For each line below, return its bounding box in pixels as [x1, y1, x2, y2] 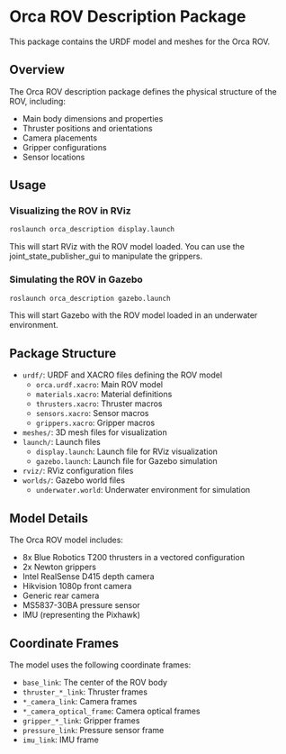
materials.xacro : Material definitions [35, 389, 173, 400]
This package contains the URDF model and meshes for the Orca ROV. [9, 36, 271, 47]
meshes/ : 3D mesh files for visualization [22, 427, 168, 438]
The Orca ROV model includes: [9, 534, 124, 546]
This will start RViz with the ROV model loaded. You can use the [9, 241, 246, 252]
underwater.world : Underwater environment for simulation [35, 485, 251, 495]
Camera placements [22, 132, 97, 143]
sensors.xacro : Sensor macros [35, 408, 149, 419]
